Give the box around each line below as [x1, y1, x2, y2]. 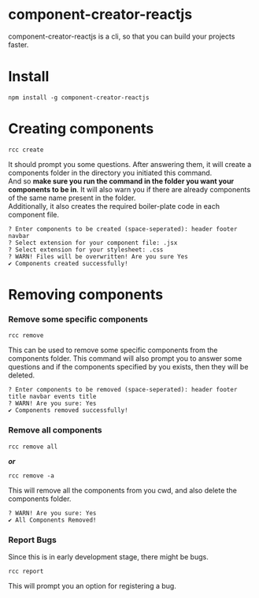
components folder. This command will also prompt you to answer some [8, 354, 242, 363]
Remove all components [8, 425, 102, 436]
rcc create [8, 146, 44, 154]
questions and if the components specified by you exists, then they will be [8, 362, 249, 372]
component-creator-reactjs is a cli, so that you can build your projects [8, 32, 235, 41]
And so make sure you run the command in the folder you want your [8, 176, 235, 186]
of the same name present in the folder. [8, 193, 136, 202]
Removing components [8, 286, 164, 303]
